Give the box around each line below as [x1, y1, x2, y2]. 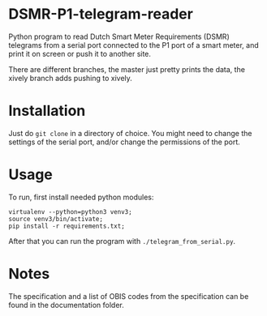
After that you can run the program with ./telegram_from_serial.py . [8, 236, 236, 246]
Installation [8, 102, 86, 120]
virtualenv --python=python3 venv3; [8, 207, 132, 216]
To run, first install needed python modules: [8, 192, 154, 202]
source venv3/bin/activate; [8, 215, 104, 223]
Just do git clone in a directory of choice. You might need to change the [8, 128, 252, 138]
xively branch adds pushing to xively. [8, 73, 132, 83]
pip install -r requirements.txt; [8, 222, 126, 230]
